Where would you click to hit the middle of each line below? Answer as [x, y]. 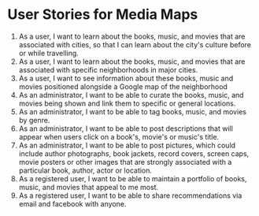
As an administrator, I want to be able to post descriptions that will [126, 128]
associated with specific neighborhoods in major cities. [108, 69]
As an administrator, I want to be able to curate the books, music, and [131, 95]
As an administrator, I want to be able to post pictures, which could [127, 145]
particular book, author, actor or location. [85, 170]
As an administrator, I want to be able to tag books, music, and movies [133, 111]
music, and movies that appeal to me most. [89, 187]
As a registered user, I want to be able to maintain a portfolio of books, [133, 178]
